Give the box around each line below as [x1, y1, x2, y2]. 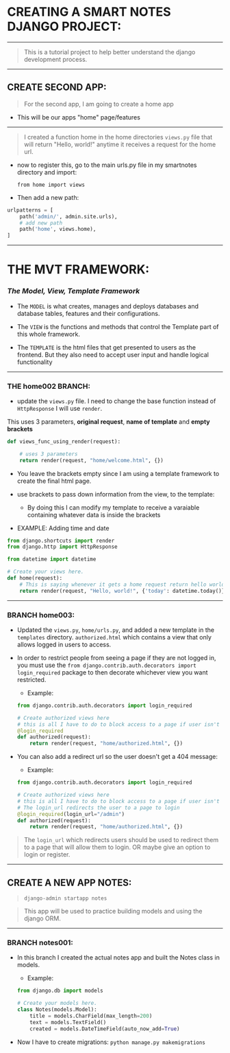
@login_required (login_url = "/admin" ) [16, 811, 125, 817]
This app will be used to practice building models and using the [23, 907, 203, 916]
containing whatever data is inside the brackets [27, 510, 161, 519]
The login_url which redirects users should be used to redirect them [23, 836, 219, 844]
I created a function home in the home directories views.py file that [23, 133, 213, 141]
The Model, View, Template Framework [7, 286, 140, 296]
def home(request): [7, 575, 63, 582]
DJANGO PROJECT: [7, 19, 122, 34]
